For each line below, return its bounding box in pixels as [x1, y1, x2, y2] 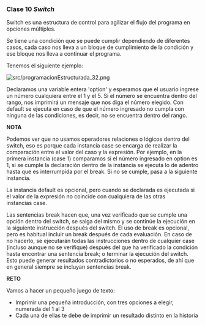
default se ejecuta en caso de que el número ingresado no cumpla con [6, 105, 185, 113]
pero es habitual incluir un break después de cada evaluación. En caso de [6, 231, 193, 238]
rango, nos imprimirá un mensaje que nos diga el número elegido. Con [6, 99, 184, 106]
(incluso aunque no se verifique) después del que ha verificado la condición [6, 244, 198, 251]
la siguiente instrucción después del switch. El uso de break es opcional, [6, 224, 190, 231]
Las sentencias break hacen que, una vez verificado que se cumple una [6, 211, 188, 219]
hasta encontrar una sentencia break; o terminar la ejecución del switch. [6, 250, 188, 258]
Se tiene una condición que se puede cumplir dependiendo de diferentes [6, 37, 190, 45]
